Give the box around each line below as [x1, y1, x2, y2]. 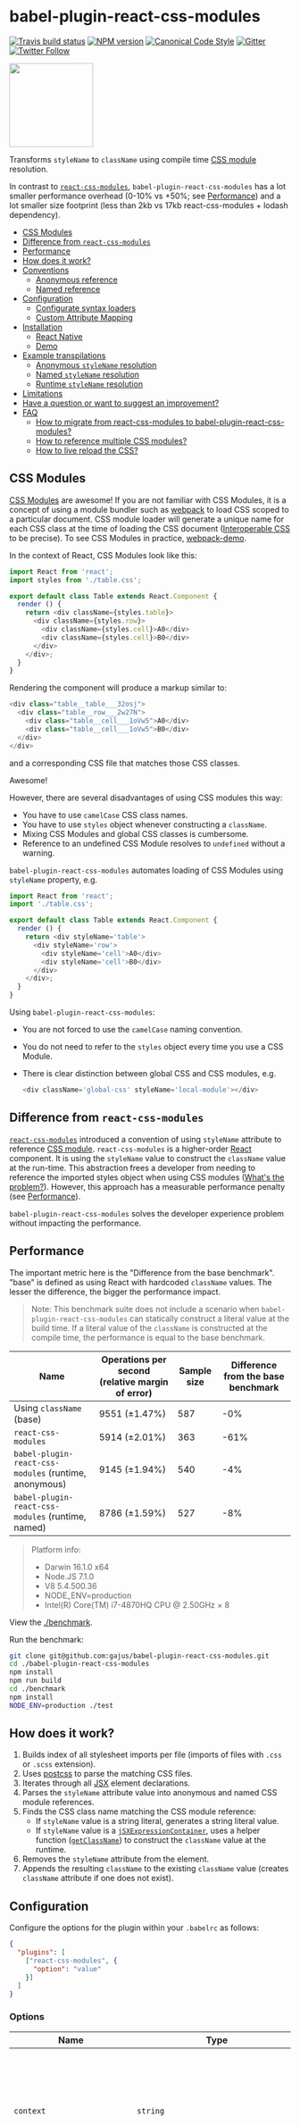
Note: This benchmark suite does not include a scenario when [30, 1303, 260, 1314]
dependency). [9, 209, 61, 220]
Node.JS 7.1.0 [44, 1570, 95, 1582]
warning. [21, 847, 55, 858]
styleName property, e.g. [9, 874, 98, 885]
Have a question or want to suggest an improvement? [21, 397, 220, 408]
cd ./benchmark [9, 1685, 66, 1694]
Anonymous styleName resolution [35, 359, 157, 370]
